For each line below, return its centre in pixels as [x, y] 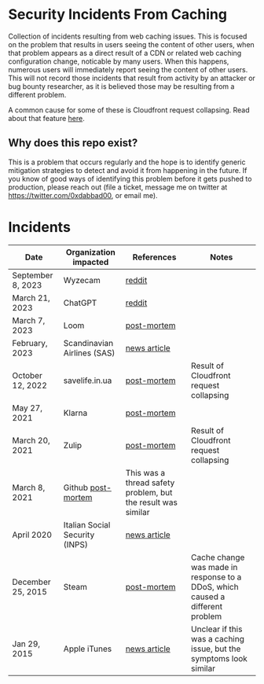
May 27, [27, 408]
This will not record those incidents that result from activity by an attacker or [132, 78]
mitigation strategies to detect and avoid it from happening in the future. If [128, 170]
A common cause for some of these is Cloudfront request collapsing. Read [129, 110]
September [33, 275]
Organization [91, 252]
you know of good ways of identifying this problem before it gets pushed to [130, 178]
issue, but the [216, 649]
